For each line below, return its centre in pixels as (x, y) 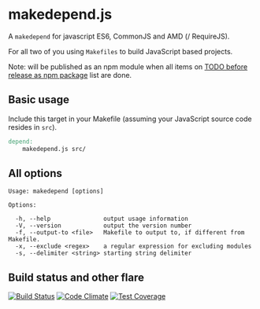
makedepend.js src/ (54, 149)
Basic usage (39, 100)
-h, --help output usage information (102, 219)
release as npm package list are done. (70, 75)
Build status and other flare (76, 277)
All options (35, 173)
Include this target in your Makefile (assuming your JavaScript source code (130, 119)
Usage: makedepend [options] (56, 191)
